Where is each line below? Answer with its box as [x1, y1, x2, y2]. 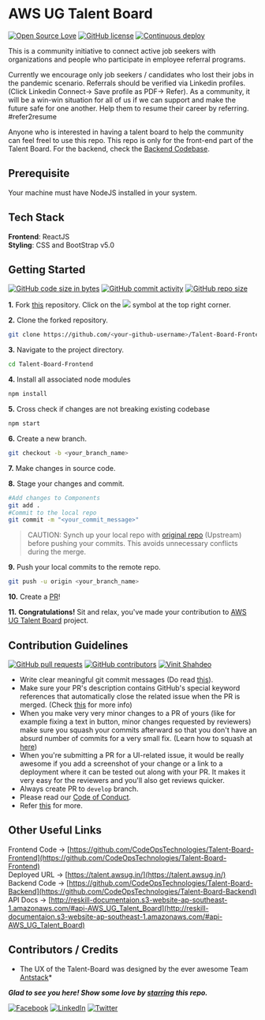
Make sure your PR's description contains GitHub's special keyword [19, 683, 241, 692]
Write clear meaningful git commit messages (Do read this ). [19, 675, 214, 684]
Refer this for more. [19, 800, 83, 810]
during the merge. [27, 547, 87, 557]
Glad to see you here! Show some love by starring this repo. [8, 988, 208, 997]
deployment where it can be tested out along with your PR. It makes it [19, 767, 246, 777]
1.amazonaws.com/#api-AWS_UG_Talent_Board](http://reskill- [8, 903, 209, 913]
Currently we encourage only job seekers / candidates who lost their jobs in [8, 70, 254, 79]
